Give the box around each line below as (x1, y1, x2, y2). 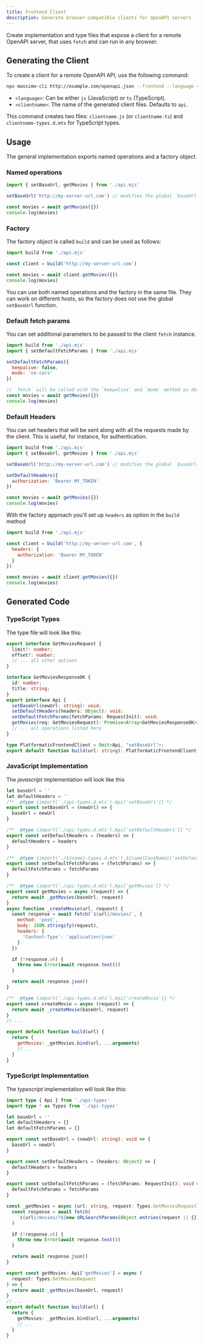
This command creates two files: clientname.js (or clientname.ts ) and (6, 113, 183, 120)
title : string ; (12, 685, 50, 691)
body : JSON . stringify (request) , (17, 922, 99, 929)
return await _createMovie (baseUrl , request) (12, 1006, 129, 1013)
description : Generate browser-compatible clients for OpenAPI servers (6, 15, 191, 21)
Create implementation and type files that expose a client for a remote (6, 31, 182, 38)
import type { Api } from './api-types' (6, 1097, 110, 1103)
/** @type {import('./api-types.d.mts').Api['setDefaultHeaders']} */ (6, 827, 191, 833)
